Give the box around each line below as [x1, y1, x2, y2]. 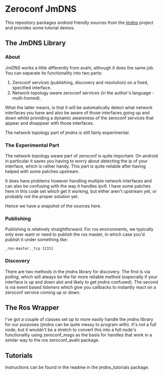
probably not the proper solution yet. [5, 193, 79, 199]
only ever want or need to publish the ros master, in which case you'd [5, 231, 145, 238]
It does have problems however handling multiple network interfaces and [5, 177, 152, 184]
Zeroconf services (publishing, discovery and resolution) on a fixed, [12, 79, 149, 85]
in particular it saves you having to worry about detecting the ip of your [5, 158, 148, 164]
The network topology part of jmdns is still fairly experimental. [5, 130, 130, 135]
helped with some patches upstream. [5, 168, 80, 174]
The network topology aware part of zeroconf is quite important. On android [5, 153, 158, 158]
